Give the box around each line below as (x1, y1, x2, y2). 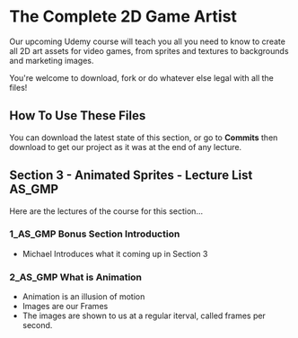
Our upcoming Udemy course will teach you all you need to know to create (9, 36, 285, 47)
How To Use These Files (9, 108, 146, 123)
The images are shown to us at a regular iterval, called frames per (22, 310, 267, 321)
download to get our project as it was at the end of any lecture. (9, 141, 242, 152)
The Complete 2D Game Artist (9, 6, 238, 27)
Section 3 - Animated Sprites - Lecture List (9, 168, 253, 183)
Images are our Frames (22, 301, 109, 312)
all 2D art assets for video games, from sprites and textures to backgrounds (9, 45, 289, 56)
